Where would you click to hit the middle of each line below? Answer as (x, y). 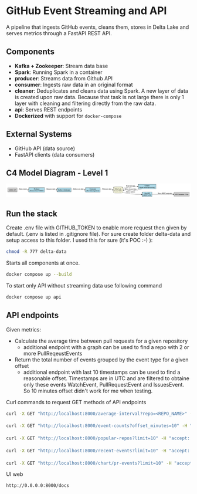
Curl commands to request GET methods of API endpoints (76, 402)
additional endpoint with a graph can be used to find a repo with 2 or (106, 347)
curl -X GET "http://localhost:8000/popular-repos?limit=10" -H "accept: (98, 438)
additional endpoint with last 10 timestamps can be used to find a (102, 372)
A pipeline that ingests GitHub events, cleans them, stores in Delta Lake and (98, 27)
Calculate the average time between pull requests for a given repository (101, 341)
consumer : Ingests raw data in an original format (74, 84)
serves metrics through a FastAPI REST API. (59, 33)
